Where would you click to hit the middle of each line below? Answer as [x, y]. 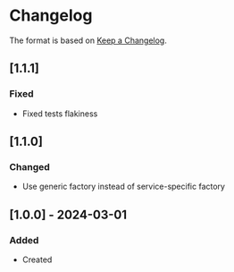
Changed [30, 166]
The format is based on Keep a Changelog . [88, 40]
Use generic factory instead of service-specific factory [124, 187]
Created [37, 259]
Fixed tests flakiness [60, 114]
